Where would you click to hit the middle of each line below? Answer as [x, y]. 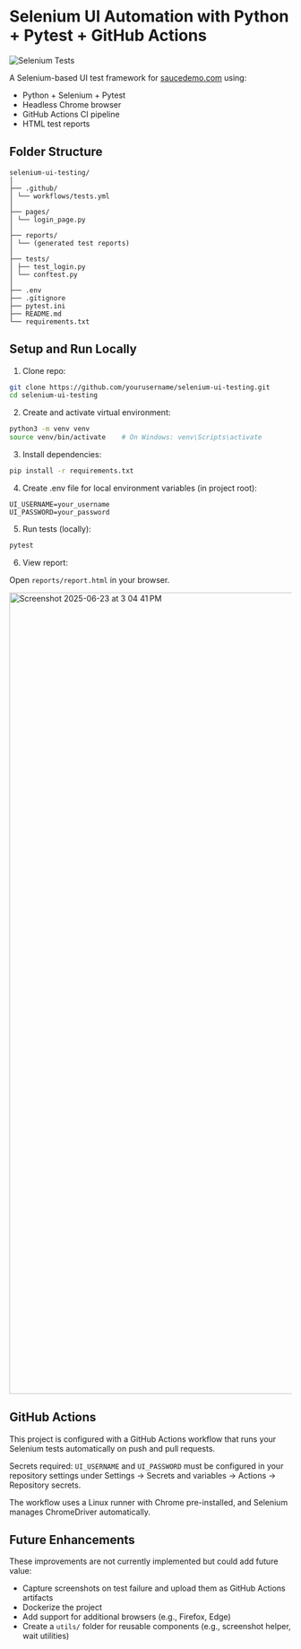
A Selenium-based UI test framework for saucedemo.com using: [128, 77]
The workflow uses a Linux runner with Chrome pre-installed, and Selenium [149, 1502]
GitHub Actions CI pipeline [71, 114]
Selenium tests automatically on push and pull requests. [112, 1448]
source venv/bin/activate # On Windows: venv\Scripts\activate [136, 438]
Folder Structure [56, 152]
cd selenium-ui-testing [54, 395]
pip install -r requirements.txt [72, 471]
